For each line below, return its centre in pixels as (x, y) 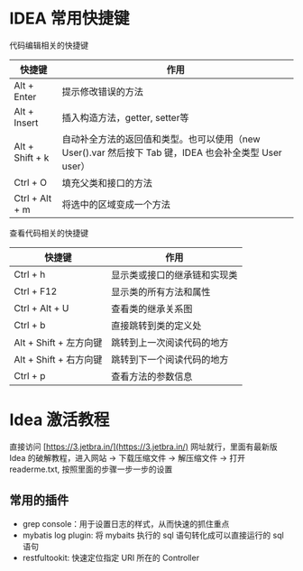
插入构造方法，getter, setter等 (125, 117)
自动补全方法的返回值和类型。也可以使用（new (161, 139)
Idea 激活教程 (60, 420)
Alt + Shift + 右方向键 (58, 359)
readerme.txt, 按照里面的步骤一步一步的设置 (91, 469)
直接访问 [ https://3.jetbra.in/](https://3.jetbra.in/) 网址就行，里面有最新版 (143, 447)
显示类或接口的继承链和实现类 (174, 274)
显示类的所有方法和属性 (161, 291)
